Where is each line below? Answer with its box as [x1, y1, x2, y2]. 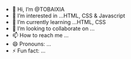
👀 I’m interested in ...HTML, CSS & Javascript [12, 12, 126, 19]
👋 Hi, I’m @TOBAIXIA [12, 6, 65, 13]
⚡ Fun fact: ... [12, 47, 46, 54]
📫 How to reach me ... [12, 32, 69, 39]
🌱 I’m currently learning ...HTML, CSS [12, 19, 107, 25]
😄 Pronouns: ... [12, 40, 52, 48]
